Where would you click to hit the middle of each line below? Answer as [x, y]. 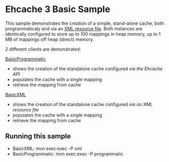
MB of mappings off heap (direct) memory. [50, 39]
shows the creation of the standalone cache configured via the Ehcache [88, 69]
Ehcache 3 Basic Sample [58, 9]
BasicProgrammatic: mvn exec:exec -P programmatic [68, 154]
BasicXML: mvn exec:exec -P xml [47, 148]
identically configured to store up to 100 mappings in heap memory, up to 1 [83, 34]
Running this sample [38, 137]
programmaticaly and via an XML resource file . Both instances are [74, 28]
